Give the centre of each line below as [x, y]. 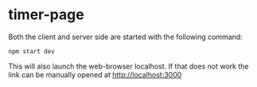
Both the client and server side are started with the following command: [125, 37]
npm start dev [32, 51]
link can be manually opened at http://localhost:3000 [95, 74]
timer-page [47, 15]
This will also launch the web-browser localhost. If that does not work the [128, 66]
